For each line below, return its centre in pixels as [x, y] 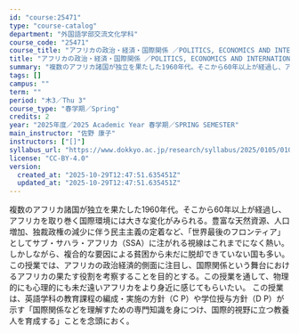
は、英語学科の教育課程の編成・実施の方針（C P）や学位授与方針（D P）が [147, 298]
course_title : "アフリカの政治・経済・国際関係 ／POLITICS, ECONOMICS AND [140, 51]
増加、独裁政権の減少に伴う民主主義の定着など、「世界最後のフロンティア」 [147, 232]
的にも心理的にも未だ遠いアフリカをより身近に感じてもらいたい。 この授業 [146, 288]
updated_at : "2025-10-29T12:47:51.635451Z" [99, 183]
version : [25, 167]
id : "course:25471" [45, 17]
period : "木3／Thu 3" [48, 100]
